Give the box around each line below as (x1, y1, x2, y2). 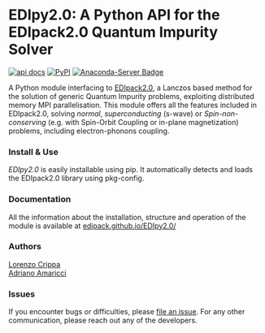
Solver (8, 41, 54, 58)
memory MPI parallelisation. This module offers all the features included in (8, 100, 258, 110)
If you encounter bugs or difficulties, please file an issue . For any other (8, 307, 245, 317)
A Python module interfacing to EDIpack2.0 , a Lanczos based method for (8, 83, 253, 93)
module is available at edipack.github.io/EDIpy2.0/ (8, 221, 176, 231)
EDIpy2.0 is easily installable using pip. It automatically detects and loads (8, 165, 254, 175)
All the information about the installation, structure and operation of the (8, 212, 246, 222)
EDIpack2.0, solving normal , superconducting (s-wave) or (8, 108, 202, 119)
